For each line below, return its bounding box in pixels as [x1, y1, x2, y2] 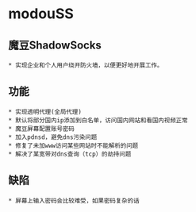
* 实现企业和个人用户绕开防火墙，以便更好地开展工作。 [8, 61, 163, 69]
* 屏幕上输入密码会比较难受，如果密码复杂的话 [8, 196, 140, 205]
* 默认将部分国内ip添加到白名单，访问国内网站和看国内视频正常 [8, 116, 188, 124]
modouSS [8, 5, 74, 23]
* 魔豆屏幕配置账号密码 [8, 125, 75, 133]
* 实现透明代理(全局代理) [8, 108, 82, 116]
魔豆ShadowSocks [8, 38, 102, 52]
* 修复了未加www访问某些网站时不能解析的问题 [8, 141, 139, 149]
